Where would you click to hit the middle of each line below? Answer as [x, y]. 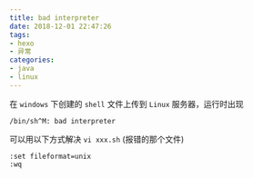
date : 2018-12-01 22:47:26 [61, 26]
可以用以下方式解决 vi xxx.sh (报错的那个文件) [97, 139]
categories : [32, 60]
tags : [20, 35]
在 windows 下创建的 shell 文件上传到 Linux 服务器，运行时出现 [126, 104]
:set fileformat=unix [51, 156]
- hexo [22, 43]
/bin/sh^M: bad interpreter [63, 121]
